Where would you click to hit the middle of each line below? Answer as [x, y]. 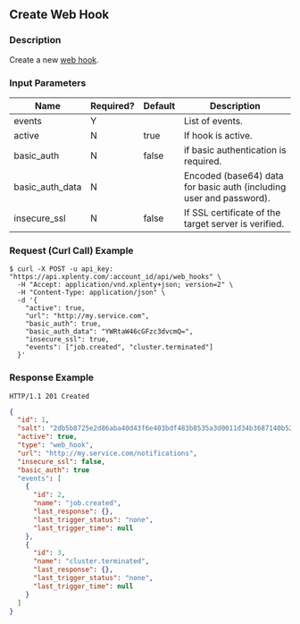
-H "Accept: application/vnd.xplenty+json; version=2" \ [125, 285]
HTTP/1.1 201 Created [50, 396]
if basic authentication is [235, 149]
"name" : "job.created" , [77, 503]
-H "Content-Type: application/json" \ [92, 293]
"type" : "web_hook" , [55, 445]
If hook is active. [218, 135]
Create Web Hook [59, 15]
